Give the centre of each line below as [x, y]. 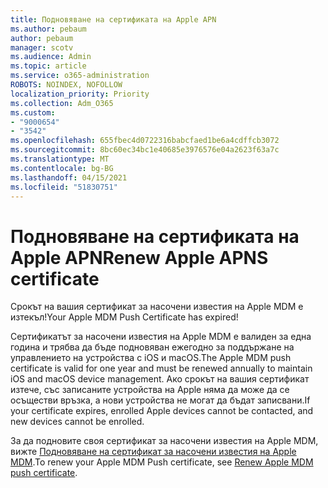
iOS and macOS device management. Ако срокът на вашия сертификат [160, 379]
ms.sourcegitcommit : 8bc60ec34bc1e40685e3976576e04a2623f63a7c [145, 150]
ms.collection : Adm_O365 [62, 103]
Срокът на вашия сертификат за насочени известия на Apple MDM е [157, 307]
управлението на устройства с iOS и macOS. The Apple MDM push [151, 358]
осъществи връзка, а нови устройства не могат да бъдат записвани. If [160, 400]
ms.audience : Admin [51, 57]
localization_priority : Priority [80, 94]
